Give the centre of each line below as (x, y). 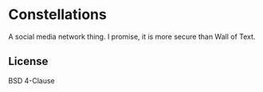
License (28, 61)
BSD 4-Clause (31, 80)
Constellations (58, 15)
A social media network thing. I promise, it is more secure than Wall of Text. (132, 36)
